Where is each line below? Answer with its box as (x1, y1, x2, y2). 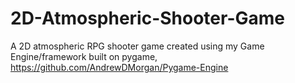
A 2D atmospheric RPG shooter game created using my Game (10, 40, 265, 52)
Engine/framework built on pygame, (10, 50, 158, 62)
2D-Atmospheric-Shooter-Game (10, 7, 286, 30)
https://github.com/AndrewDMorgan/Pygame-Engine (10, 61, 229, 73)
